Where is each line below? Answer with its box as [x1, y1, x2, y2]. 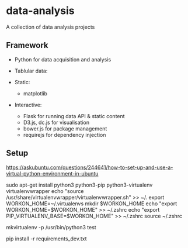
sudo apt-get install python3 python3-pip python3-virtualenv [6, 181, 153, 188]
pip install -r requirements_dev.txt [6, 235, 87, 242]
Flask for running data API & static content [23, 112, 125, 119]
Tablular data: [14, 67, 48, 74]
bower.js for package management [23, 125, 107, 132]
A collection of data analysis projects [6, 23, 95, 30]
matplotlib [23, 89, 48, 97]
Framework [6, 40, 48, 50]
